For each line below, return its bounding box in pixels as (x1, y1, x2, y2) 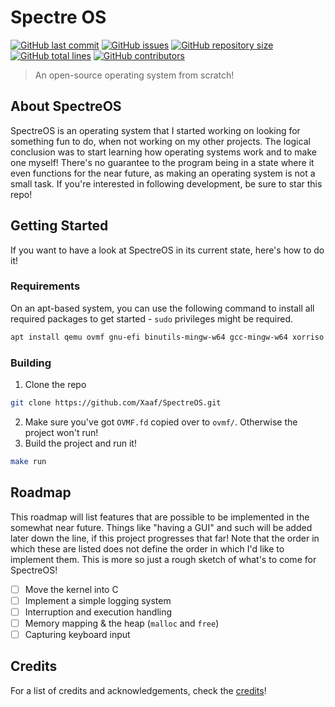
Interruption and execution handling (24, 606, 173, 618)
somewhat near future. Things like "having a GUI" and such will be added (10, 521, 313, 533)
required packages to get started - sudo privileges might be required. (10, 312, 294, 325)
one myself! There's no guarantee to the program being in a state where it (10, 156, 315, 168)
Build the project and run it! (24, 437, 137, 449)
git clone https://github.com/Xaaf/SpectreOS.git (10, 398, 222, 408)
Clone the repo (24, 379, 87, 391)
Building (10, 356, 52, 370)
